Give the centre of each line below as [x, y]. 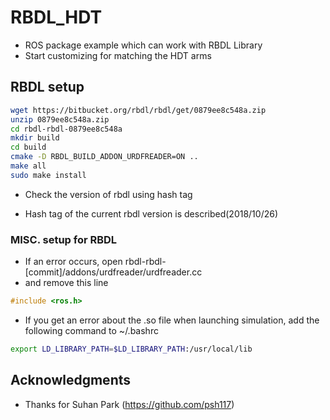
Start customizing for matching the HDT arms [118, 55]
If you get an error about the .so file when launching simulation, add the [172, 320]
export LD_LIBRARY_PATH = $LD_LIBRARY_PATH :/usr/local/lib [131, 349]
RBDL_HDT [56, 17]
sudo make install [48, 175]
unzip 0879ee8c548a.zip [60, 119]
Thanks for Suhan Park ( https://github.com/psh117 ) [129, 404]
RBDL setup [47, 87]
